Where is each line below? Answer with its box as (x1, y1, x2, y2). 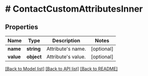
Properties (5, 23, 38, 31)
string (26, 45, 41, 52)
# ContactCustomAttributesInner (5, 3, 143, 15)
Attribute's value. (46, 54, 86, 60)
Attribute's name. (46, 45, 86, 52)
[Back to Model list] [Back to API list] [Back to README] (5, 66, 118, 72)
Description (52, 38, 81, 44)
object (26, 54, 42, 60)
